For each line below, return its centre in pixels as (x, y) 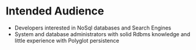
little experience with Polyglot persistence (67, 40)
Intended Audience (55, 11)
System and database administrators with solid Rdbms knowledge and (102, 34)
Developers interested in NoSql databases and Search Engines (93, 28)
